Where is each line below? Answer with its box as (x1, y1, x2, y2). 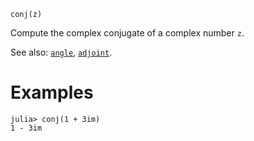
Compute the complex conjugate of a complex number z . (10, 27, 245, 39)
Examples (10, 81, 94, 104)
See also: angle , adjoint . (10, 46, 113, 58)
